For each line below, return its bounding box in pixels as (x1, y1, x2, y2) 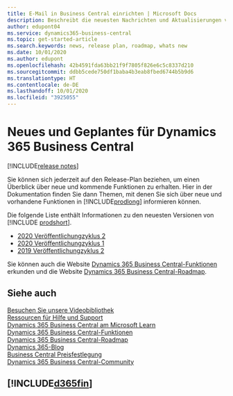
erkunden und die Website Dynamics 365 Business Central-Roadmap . (7, 267, 207, 275)
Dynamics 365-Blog (7, 343, 64, 351)
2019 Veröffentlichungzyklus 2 (17, 246, 105, 254)
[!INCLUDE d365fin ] (7, 378, 93, 390)
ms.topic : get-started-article (7, 36, 98, 43)
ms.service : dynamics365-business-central (7, 29, 132, 37)
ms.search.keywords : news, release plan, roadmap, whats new (7, 42, 188, 49)
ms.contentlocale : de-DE (7, 81, 79, 88)
